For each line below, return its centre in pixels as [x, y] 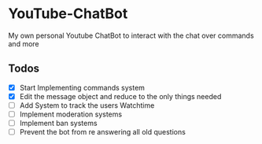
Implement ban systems [58, 123]
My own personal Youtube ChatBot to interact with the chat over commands [131, 35]
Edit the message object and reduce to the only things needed [120, 96]
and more [24, 43]
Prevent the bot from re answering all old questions [103, 132]
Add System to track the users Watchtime [87, 105]
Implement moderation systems [71, 114]
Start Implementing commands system [82, 87]
